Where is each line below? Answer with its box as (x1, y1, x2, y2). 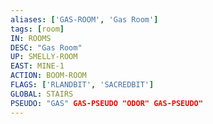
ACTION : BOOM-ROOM (10, 71, 87, 81)
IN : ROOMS (10, 33, 52, 43)
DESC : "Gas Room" (10, 42, 83, 53)
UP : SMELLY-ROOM (10, 52, 78, 62)
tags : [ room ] (10, 24, 65, 34)
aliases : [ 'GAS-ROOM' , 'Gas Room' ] (10, 14, 159, 25)
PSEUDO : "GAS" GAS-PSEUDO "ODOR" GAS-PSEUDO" (10, 98, 203, 108)
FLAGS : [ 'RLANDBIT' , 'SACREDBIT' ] (10, 80, 155, 90)
